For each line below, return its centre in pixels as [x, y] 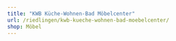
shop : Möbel [24, 26]
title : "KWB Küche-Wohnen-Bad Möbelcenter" [71, 14]
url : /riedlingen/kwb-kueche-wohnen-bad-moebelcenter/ [88, 20]
